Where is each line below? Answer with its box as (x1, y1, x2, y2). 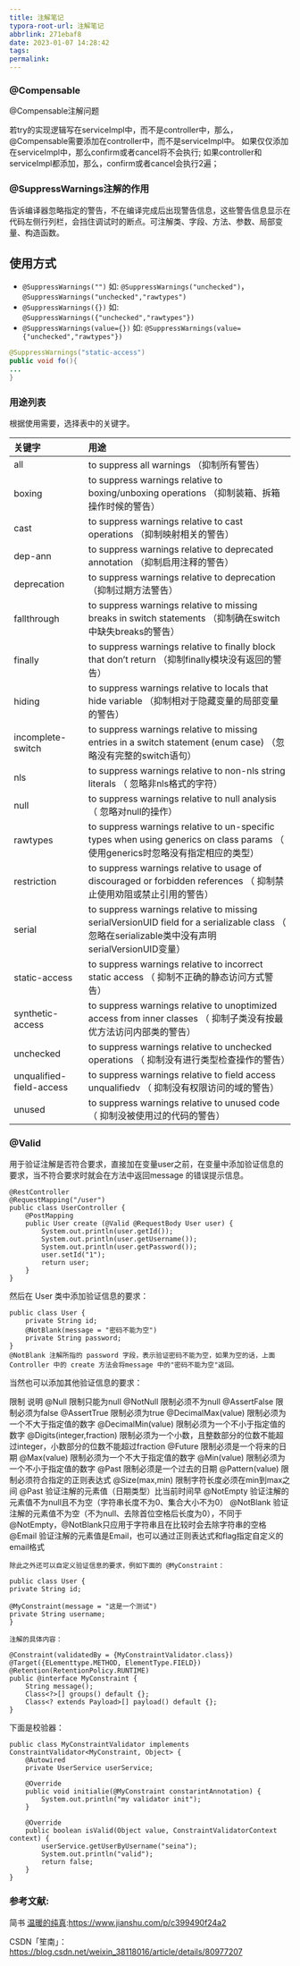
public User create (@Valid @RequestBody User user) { (25, 1218, 234, 1228)
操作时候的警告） (87, 500, 161, 513)
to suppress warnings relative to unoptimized (87, 999, 278, 1012)
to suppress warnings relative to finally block (87, 640, 276, 653)
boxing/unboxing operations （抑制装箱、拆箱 (87, 487, 280, 499)
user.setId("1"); (41, 1250, 105, 1259)
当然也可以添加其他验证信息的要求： (9, 1377, 143, 1387)
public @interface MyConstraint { (9, 1674, 138, 1682)
